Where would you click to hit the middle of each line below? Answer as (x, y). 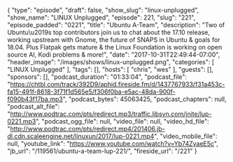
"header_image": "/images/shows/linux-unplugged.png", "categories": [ (111, 62)
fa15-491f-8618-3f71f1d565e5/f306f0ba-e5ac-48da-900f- (92, 91)
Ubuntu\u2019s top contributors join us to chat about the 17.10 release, (108, 32)
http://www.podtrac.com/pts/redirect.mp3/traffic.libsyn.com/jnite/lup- (111, 114)
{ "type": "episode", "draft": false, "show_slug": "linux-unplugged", (103, 10)
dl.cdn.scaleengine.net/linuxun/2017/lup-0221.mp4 (81, 136)
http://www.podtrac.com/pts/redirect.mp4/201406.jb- (88, 129)
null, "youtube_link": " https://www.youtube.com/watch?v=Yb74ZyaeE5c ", (113, 143)
